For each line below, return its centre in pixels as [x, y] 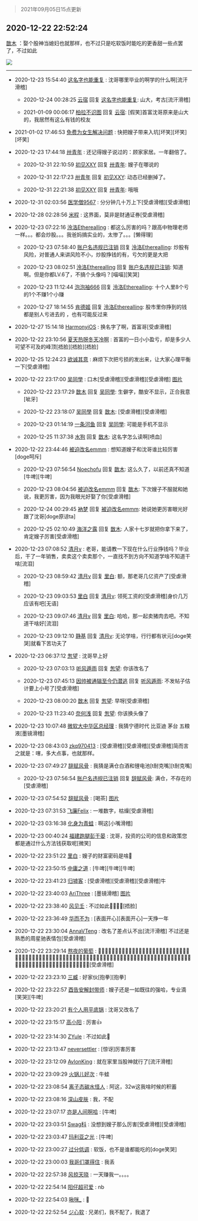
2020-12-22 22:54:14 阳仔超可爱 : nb [60, 1187]
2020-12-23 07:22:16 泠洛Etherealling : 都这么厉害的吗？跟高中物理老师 [101, 227]
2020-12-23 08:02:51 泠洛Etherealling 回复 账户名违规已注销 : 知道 [103, 267]
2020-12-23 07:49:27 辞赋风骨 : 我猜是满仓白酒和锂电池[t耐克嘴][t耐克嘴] [103, 765]
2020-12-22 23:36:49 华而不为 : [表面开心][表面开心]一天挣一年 [92, 918]
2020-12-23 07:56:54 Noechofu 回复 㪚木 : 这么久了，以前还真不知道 [106, 469]
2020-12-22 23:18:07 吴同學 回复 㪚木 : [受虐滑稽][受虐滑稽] [95, 411]
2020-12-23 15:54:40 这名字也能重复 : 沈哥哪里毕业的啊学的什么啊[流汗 [101, 80]
